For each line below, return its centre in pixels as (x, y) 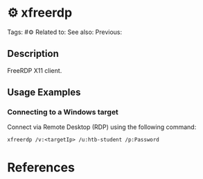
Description (33, 54)
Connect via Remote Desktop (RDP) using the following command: (102, 127)
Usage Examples (44, 93)
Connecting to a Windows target (63, 112)
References (41, 167)
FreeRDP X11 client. (35, 70)
